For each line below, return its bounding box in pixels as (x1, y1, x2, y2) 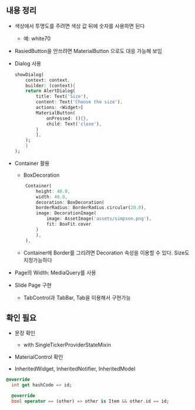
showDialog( (14, 71, 44, 78)
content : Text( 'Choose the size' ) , (36, 99, 123, 105)
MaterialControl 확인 (14, 353, 63, 361)
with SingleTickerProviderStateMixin (23, 341, 112, 349)
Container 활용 (14, 160, 50, 167)
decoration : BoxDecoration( (36, 199, 105, 205)
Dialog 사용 (14, 59, 42, 67)
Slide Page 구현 (14, 282, 52, 289)
